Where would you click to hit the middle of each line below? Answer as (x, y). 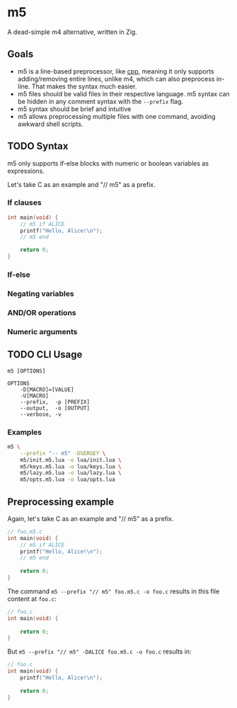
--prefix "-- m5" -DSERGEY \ (63, 453)
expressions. (26, 171)
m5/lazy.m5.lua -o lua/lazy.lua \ (71, 473)
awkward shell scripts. (50, 124)
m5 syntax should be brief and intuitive (74, 109)
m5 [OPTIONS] (27, 371)
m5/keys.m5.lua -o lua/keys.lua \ (71, 467)
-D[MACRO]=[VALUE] (47, 389)
